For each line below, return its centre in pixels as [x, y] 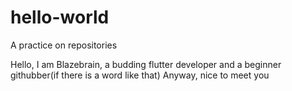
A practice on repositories [64, 45]
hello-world [60, 17]
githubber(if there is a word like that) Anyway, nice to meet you [140, 75]
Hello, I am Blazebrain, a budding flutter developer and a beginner [146, 64]
